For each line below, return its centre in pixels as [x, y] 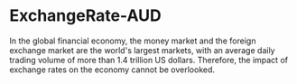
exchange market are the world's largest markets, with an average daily [142, 50]
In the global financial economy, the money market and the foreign [133, 41]
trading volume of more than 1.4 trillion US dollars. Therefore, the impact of [149, 60]
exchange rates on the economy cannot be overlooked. [112, 70]
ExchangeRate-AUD [86, 16]
